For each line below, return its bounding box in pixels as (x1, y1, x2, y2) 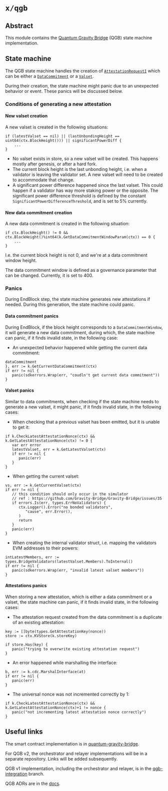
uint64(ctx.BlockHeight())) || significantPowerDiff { (5, 138, 122, 143)
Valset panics (5, 387, 34, 393)
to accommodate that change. (12, 176, 75, 183)
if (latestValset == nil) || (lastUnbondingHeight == (5, 133, 120, 138)
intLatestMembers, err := (5, 555, 59, 560)
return (18, 518, 32, 523)
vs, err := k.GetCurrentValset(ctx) (5, 483, 81, 488)
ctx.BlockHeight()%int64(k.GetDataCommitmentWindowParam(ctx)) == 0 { (5, 235, 155, 240)
